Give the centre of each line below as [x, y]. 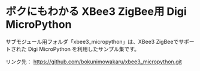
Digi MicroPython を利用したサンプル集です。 [84, 49]
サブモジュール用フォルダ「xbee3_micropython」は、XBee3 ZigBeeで [92, 41]
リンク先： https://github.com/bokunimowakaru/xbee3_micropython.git [94, 62]
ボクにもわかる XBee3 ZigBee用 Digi [96, 12]
